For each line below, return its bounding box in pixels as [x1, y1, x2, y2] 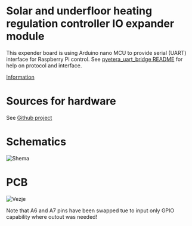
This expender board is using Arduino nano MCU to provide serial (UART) [6, 49, 187, 56]
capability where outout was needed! [6, 213, 97, 220]
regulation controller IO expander [6, 17, 175, 30]
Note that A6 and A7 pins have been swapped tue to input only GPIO [6, 207, 175, 214]
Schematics [6, 135, 67, 148]
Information [6, 73, 35, 81]
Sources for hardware [6, 94, 116, 108]
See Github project [6, 114, 52, 121]
